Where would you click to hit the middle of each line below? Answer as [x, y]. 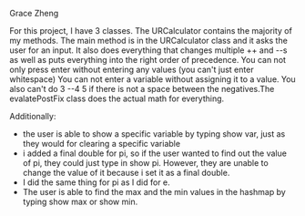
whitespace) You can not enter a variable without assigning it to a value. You [152, 79]
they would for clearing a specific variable [101, 144]
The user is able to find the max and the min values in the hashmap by [154, 192]
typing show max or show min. [80, 201]
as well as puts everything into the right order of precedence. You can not [148, 60]
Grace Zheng [34, 13]
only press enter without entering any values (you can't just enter [132, 69]
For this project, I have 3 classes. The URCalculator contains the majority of [151, 31]
